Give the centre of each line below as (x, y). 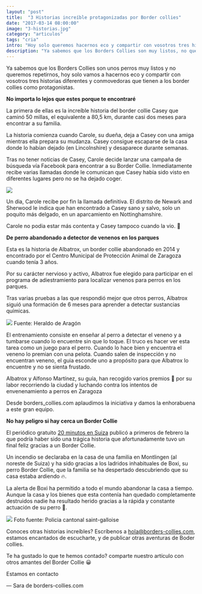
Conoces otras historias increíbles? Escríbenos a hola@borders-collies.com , (101, 531)
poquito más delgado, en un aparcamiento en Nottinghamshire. (84, 214)
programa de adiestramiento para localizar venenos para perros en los (93, 280)
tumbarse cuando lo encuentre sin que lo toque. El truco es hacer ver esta (98, 341)
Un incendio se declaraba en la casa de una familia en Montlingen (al (92, 457)
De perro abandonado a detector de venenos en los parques (83, 237)
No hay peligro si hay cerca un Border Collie (62, 421)
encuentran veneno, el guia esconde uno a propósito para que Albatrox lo (97, 360)
